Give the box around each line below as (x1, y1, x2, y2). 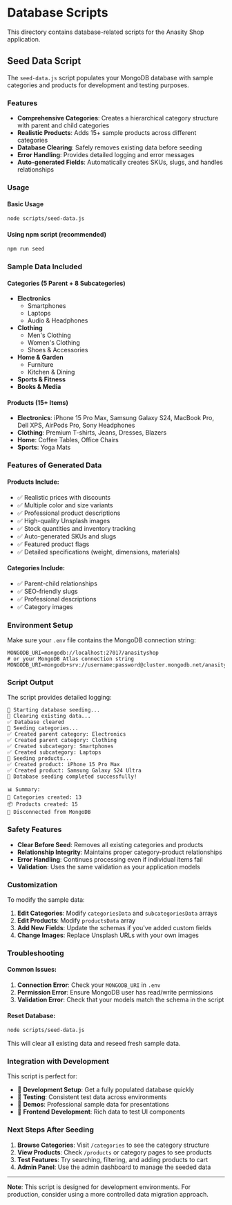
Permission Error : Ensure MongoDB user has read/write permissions (17, 988, 213, 997)
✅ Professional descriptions (17, 595, 97, 603)
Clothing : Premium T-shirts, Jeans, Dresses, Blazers (17, 428, 167, 437)
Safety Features (7, 825, 62, 835)
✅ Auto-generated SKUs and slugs (17, 532, 117, 541)
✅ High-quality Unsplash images (17, 516, 110, 525)
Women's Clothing (27, 338, 81, 347)
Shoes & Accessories (27, 346, 88, 354)
